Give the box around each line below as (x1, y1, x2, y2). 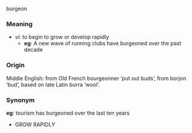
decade (23, 46, 43, 53)
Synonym (6, 95, 35, 104)
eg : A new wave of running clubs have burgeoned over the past (23, 40, 182, 47)
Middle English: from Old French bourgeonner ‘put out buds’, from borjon (6, 75, 187, 82)
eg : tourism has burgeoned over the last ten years (6, 109, 130, 116)
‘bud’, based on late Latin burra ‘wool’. (6, 81, 100, 88)
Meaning (6, 20, 33, 28)
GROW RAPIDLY (14, 120, 56, 128)
